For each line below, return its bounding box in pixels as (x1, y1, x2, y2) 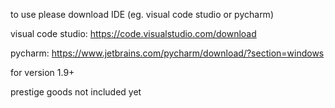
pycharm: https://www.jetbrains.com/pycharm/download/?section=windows (10, 47, 325, 59)
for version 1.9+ (10, 67, 75, 78)
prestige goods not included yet (10, 86, 142, 98)
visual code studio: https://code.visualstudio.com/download (10, 28, 257, 39)
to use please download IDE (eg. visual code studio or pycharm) (10, 9, 274, 20)
